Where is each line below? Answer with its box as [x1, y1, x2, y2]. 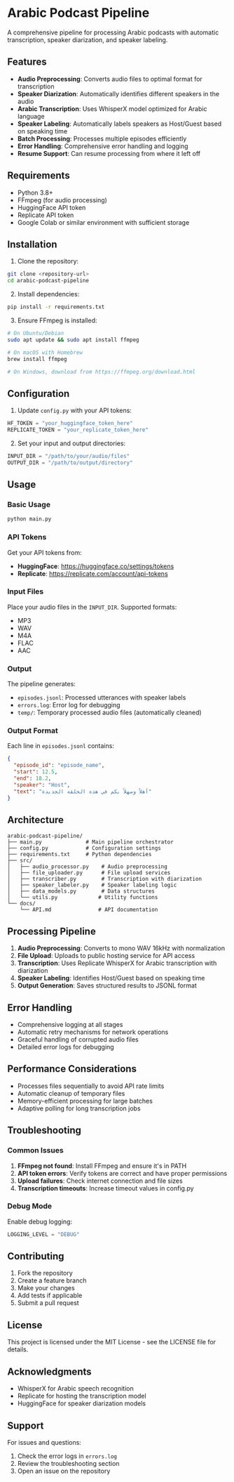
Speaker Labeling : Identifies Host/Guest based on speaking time [17, 974, 205, 983]
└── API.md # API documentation [20, 906, 158, 914]
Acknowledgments [7, 1365, 92, 1377]
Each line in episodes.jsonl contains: [7, 742, 114, 750]
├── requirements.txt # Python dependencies [7, 851, 152, 858]
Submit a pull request [17, 1299, 79, 1307]
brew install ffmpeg [7, 355, 68, 362]
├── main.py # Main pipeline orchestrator [7, 839, 174, 846]
